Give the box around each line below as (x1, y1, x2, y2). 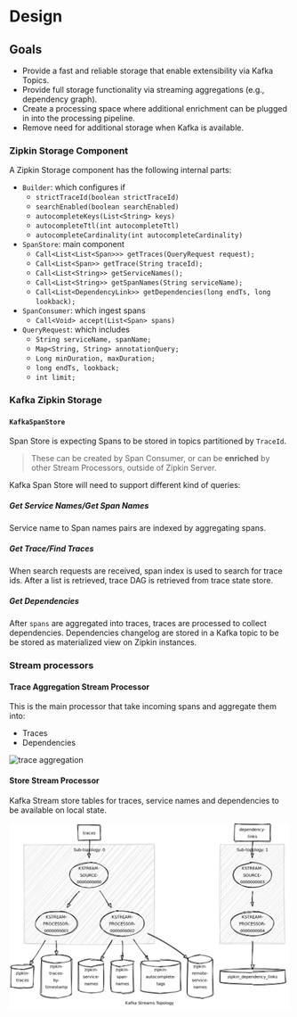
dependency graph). (21, 94, 98, 104)
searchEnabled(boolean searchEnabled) (35, 203, 180, 211)
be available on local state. (9, 805, 107, 815)
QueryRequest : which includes (21, 324, 131, 335)
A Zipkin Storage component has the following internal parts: (9, 165, 232, 176)
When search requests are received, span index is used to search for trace (9, 566, 283, 576)
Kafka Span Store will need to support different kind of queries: (9, 480, 241, 491)
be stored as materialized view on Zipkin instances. (9, 637, 197, 648)
